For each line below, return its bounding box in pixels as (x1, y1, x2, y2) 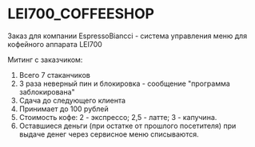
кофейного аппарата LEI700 (7, 39, 103, 48)
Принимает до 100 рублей (18, 104, 109, 114)
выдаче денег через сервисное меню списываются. (18, 129, 199, 139)
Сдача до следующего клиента (18, 95, 126, 105)
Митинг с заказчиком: (7, 55, 83, 64)
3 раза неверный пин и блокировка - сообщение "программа (18, 79, 231, 88)
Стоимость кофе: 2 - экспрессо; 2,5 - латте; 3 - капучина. (18, 112, 217, 122)
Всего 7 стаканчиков (18, 70, 91, 79)
